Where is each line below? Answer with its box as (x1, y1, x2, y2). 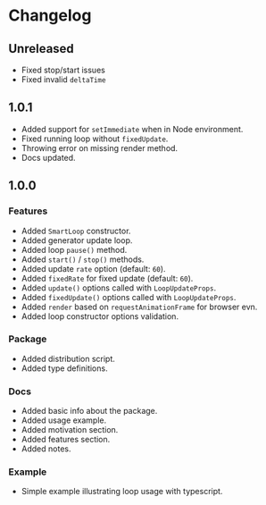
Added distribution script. (21, 353, 115, 364)
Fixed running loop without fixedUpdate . (21, 133, 169, 144)
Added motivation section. (21, 425, 119, 435)
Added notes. (21, 443, 71, 454)
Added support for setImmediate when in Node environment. (21, 123, 244, 134)
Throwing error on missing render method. (21, 142, 179, 153)
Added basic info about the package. (21, 406, 158, 417)
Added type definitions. (21, 363, 108, 374)
